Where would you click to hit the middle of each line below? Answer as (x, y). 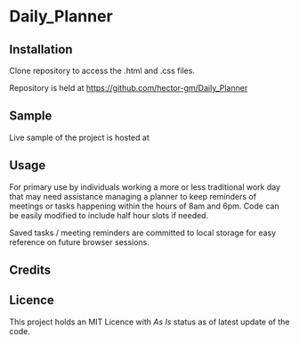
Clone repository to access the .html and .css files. (102, 70)
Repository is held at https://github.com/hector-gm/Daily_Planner (129, 88)
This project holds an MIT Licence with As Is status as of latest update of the (149, 322)
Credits (30, 270)
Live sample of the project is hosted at (79, 137)
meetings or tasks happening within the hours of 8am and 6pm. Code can (144, 206)
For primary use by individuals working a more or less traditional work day (145, 187)
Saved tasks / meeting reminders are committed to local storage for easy (143, 233)
